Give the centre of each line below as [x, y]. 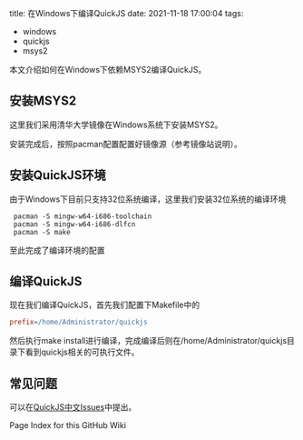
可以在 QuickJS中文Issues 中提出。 [73, 407]
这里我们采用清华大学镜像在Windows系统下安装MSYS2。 [116, 125]
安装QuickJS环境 [58, 175]
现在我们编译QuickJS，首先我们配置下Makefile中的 [105, 305]
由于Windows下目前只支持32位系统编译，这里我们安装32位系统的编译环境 [148, 199]
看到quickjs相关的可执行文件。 [82, 352]
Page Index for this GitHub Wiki [68, 425]
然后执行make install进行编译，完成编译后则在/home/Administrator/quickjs [148, 341]
